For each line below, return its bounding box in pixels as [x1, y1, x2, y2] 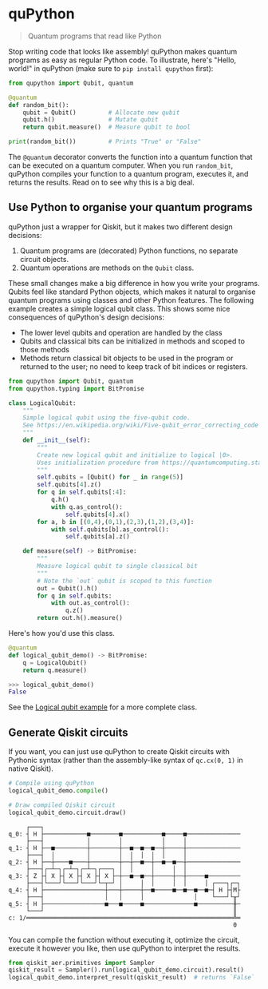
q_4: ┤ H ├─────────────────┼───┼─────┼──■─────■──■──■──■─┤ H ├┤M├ [8, 886, 241, 894]
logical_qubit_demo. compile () [8, 786, 109, 795]
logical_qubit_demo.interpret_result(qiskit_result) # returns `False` [8, 974, 255, 982]
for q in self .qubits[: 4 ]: [37, 488, 127, 496]
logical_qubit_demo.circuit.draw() [8, 808, 127, 816]
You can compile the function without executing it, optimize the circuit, [8, 935, 240, 944]
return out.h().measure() [37, 614, 124, 622]
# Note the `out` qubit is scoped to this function [37, 577, 213, 585]
